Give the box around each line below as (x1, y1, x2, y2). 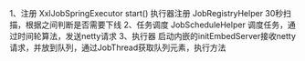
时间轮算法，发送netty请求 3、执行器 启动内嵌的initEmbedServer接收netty (16, 31, 297, 41)
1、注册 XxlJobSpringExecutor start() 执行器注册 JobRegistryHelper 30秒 (9, 8, 284, 18)
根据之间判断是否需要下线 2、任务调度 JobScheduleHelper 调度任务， (25, 19, 289, 30)
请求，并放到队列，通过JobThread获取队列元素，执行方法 (9, 42, 226, 53)
